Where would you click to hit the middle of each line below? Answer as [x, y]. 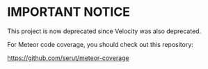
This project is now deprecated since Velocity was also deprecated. [104, 31]
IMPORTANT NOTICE [69, 12]
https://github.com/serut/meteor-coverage [69, 58]
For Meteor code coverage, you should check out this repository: [100, 44]
